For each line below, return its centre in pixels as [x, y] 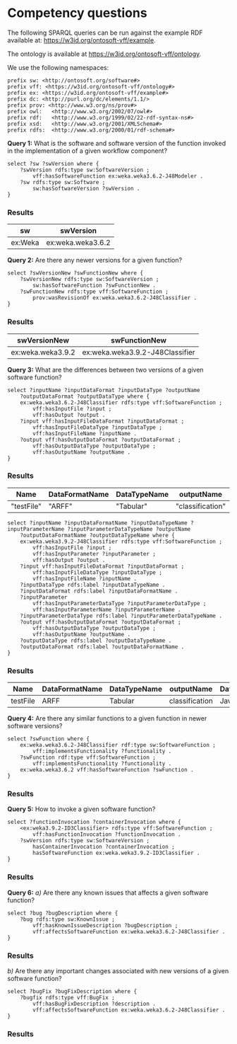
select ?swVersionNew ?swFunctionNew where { [75, 273]
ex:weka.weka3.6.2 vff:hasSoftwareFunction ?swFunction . [107, 770]
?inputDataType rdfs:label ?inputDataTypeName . [93, 585]
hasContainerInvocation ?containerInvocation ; [104, 847]
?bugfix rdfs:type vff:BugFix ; [67, 998]
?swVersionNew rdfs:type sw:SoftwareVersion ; [90, 280]
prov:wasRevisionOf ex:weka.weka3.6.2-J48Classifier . [115, 298]
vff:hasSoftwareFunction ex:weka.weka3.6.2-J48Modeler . [118, 176]
